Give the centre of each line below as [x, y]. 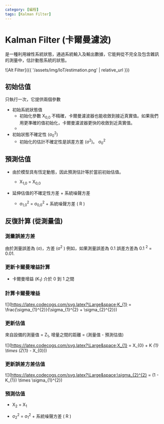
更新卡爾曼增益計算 [28, 267]
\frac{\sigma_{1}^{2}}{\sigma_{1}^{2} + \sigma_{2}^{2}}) [61, 309]
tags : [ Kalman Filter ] [28, 14]
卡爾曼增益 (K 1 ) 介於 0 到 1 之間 [43, 279]
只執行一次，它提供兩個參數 [33, 99]
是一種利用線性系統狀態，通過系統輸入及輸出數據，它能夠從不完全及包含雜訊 [82, 54]
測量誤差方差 [20, 236]
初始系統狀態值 [27, 110]
